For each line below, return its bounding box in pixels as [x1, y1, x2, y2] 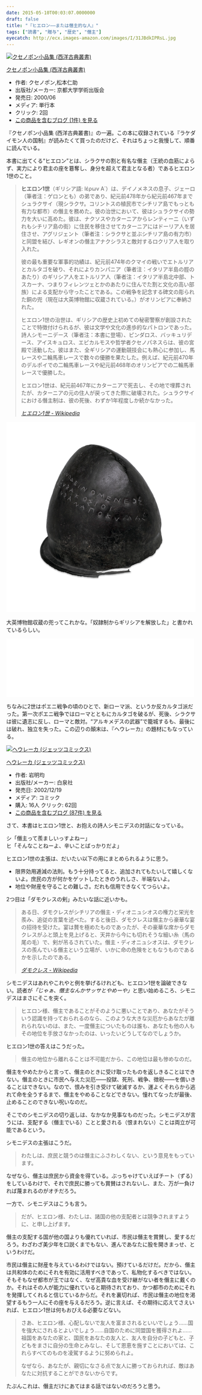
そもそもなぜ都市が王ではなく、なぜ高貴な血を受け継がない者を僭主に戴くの [6, 1276, 196, 1283]
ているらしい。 [6, 626, 43, 634]
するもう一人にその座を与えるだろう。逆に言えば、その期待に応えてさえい [11, 1299, 195, 1306]
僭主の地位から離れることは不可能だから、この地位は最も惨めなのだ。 [20, 1056, 195, 1063]
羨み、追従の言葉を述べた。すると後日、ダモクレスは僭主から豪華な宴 [20, 916, 195, 924]
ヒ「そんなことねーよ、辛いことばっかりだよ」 [6, 842, 122, 849]
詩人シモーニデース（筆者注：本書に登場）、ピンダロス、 [20, 332, 161, 339]
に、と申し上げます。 [20, 1221, 73, 1228]
